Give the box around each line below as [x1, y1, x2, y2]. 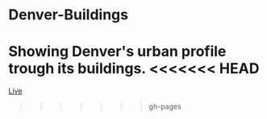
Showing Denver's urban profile [8, 43, 227, 61]
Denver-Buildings [8, 6, 129, 24]
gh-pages [148, 102, 181, 112]
